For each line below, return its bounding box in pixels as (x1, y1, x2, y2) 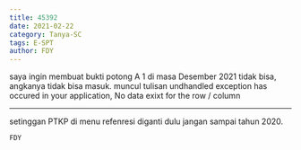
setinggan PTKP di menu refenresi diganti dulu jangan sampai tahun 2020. (9, 116, 284, 127)
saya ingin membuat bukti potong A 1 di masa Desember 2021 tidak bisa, (9, 71, 277, 82)
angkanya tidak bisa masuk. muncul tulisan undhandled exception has (9, 81, 268, 92)
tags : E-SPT (9, 38, 54, 48)
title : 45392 (9, 13, 58, 22)
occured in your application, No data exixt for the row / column (9, 91, 241, 101)
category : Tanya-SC (9, 30, 82, 39)
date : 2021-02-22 (9, 22, 74, 31)
